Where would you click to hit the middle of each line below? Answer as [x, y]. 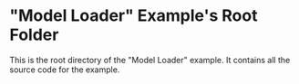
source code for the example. [65, 70]
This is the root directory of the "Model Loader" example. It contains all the [150, 60]
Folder [34, 35]
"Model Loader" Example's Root [134, 16]
